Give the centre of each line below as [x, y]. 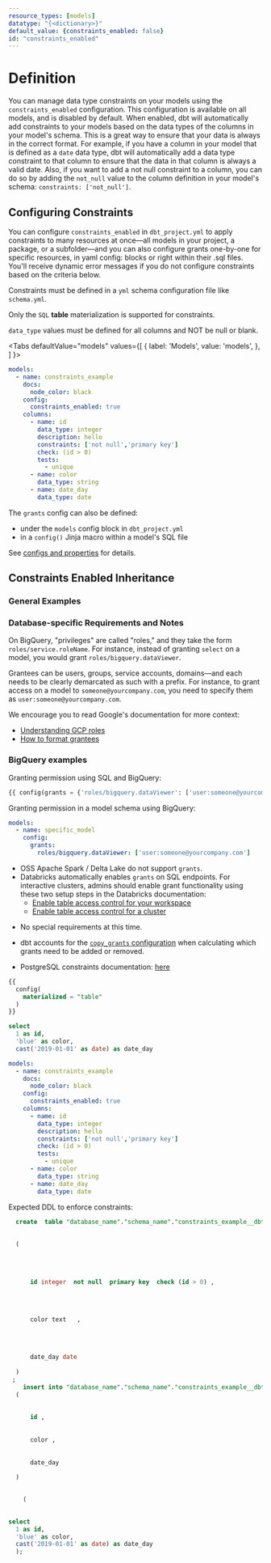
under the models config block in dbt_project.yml [102, 528]
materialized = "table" [63, 997]
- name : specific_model [55, 830]
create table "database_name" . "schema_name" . [95, 1222]
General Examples [45, 601]
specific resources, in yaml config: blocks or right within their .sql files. [126, 257]
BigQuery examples [48, 760]
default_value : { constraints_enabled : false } [86, 31]
